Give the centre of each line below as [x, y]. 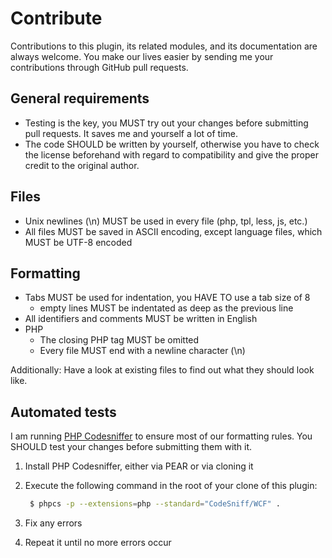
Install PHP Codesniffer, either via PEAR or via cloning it [139, 466]
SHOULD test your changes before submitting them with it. [131, 447]
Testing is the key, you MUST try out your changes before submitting [166, 123]
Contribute [56, 18]
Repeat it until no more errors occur [98, 543]
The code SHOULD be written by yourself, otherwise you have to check [172, 144]
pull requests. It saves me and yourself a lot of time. [131, 133]
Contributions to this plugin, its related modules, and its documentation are [164, 46]
